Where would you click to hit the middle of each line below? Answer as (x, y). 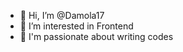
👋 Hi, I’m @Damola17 (62, 15)
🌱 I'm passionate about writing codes (96, 36)
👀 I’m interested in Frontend (76, 26)
